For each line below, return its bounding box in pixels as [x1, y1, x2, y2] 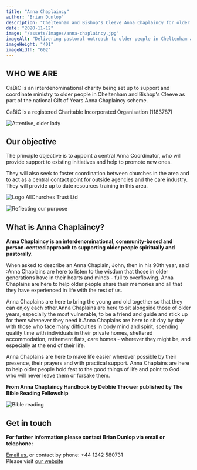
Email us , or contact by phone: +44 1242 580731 [6, 451, 123, 458]
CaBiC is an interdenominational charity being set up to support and [6, 84, 170, 91]
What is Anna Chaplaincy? [6, 222, 105, 232]
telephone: [6, 440, 33, 447]
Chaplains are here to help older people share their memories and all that [6, 281, 182, 288]
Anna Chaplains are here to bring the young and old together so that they [6, 298, 183, 305]
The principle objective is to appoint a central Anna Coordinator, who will [6, 152, 182, 159]
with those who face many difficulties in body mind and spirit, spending [6, 323, 179, 330]
